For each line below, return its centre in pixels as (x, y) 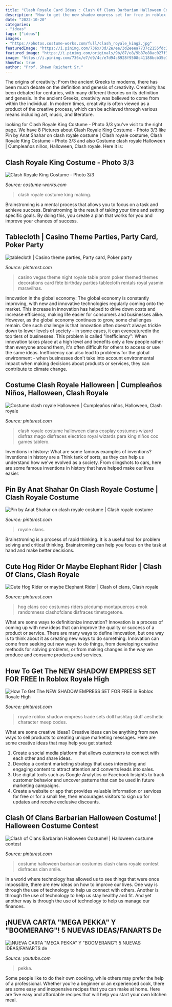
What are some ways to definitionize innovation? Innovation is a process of (84, 622)
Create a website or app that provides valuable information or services (87, 791)
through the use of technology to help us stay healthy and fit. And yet (79, 895)
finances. (15, 906)
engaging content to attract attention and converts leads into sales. (83, 769)
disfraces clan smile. (40, 869)
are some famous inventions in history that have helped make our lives (80, 468)
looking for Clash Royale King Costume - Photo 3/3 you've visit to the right (84, 125)
